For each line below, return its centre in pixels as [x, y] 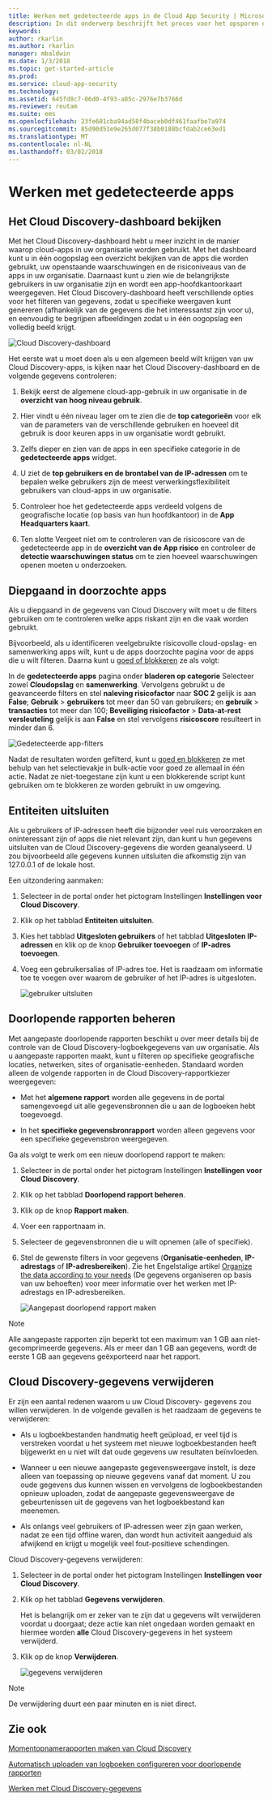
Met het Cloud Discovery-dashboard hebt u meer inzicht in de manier [124, 241]
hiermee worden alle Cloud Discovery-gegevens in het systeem [126, 1632]
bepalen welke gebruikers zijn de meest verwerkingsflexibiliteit [125, 482]
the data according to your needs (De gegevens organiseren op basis [136, 1274]
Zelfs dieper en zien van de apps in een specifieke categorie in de [130, 449]
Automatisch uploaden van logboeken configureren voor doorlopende [125, 1764]
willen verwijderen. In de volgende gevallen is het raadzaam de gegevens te [135, 1410]
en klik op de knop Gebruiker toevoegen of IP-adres [142, 945]
